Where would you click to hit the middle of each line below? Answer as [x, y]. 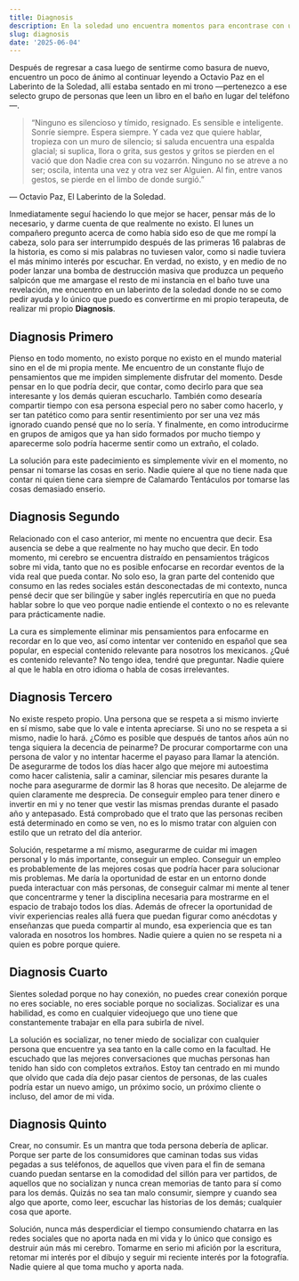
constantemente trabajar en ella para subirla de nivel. [107, 1022]
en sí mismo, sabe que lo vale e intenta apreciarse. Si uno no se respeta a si [148, 728]
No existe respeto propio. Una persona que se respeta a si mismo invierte [144, 719]
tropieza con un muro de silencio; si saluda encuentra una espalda [153, 142]
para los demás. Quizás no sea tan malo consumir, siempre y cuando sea [143, 1193]
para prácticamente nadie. [57, 614]
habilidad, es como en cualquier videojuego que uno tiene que [124, 1013]
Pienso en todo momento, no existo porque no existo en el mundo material [145, 358]
